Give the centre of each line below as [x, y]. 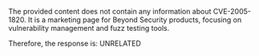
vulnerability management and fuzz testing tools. [89, 28]
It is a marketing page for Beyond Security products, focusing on [135, 20]
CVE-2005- [232, 11]
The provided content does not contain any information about [110, 11]
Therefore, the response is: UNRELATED [75, 43]
